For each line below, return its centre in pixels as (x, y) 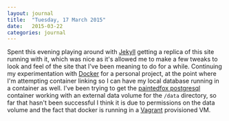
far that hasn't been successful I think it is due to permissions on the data (111, 103)
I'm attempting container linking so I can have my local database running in (113, 81)
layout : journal (30, 13)
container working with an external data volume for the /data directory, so (112, 96)
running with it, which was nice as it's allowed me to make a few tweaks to (112, 59)
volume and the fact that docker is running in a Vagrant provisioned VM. (109, 110)
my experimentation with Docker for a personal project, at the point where (112, 74)
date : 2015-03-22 (35, 26)
